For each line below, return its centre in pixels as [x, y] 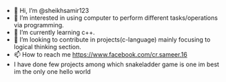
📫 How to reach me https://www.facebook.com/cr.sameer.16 [100, 54]
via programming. [39, 25]
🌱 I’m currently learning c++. [54, 32]
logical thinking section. [47, 47]
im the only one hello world [52, 71]
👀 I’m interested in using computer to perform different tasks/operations [116, 18]
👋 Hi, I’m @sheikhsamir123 [51, 11]
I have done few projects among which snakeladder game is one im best [116, 64]
